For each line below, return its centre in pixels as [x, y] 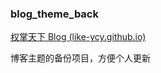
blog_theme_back [54, 14]
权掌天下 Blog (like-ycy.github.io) [78, 37]
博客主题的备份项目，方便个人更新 [80, 58]
